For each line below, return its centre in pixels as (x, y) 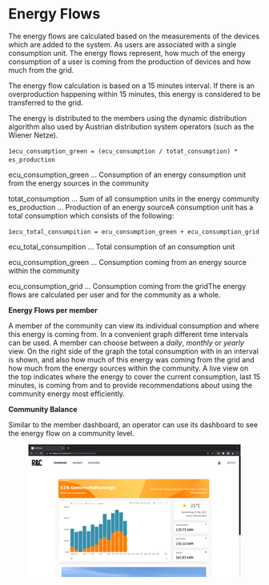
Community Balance (43, 409)
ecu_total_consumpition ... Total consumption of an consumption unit (122, 246)
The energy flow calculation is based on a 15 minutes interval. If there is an (131, 86)
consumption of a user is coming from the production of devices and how (130, 62)
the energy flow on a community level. (71, 433)
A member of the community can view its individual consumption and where (134, 326)
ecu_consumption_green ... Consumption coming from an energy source (127, 262)
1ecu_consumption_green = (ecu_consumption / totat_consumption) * (123, 151)
